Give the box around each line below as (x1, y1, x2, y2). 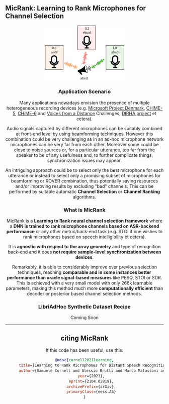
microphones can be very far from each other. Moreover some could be (10, 141, 159, 147)
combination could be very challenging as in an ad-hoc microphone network (5, 136, 164, 142)
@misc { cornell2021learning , (55, 358, 114, 363)
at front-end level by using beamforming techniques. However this (16, 131, 153, 137)
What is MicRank (63, 206, 106, 213)
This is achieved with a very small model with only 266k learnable (16, 280, 153, 286)
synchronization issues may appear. (47, 157, 122, 163)
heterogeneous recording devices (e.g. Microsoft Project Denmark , (6, 105, 145, 111)
